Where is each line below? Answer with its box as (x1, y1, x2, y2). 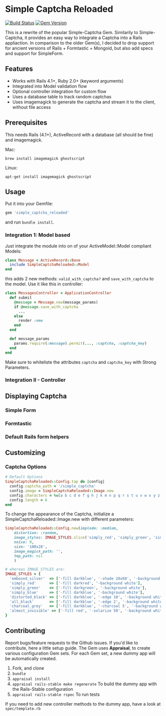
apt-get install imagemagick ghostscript (5, 174, 92, 179)
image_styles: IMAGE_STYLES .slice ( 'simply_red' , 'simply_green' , (14, 535, 152, 540)
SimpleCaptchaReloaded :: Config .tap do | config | (5, 479, 105, 484)
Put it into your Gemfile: (5, 201, 53, 207)
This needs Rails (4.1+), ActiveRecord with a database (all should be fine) (5, 132, 154, 137)
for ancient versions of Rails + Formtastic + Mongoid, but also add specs (5, 45, 153, 51)
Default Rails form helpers (5, 433, 69, 440)
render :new (18, 318, 43, 323)
